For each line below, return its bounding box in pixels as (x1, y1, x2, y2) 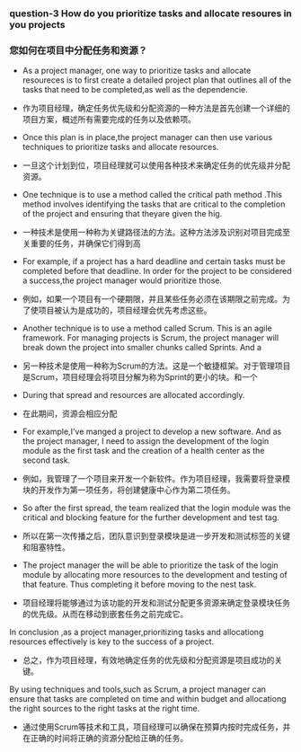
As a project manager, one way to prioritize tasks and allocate (22, 66, 252, 76)
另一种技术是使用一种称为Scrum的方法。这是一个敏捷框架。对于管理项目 (22, 360, 291, 371)
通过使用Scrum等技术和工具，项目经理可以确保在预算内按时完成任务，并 (22, 721, 291, 732)
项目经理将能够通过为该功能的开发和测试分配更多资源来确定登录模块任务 (22, 597, 290, 608)
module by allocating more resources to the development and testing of (22, 570, 288, 580)
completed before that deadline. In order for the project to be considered (22, 266, 292, 277)
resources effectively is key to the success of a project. (9, 636, 215, 647)
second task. (22, 455, 71, 465)
